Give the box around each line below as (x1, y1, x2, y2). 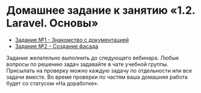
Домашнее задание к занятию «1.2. (6, 4, 196, 17)
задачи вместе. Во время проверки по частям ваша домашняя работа (6, 73, 188, 80)
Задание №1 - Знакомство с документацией (14, 36, 129, 43)
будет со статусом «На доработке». (6, 79, 99, 87)
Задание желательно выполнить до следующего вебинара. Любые (6, 54, 179, 61)
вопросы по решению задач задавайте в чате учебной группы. (6, 61, 169, 68)
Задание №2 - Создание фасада (14, 43, 99, 50)
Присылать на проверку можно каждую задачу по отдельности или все (6, 67, 193, 74)
